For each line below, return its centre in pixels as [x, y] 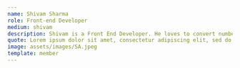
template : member [33, 54]
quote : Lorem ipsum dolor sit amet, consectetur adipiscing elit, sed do [120, 40]
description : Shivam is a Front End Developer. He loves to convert [111, 34]
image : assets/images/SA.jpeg [52, 47]
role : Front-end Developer [47, 21]
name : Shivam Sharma [38, 14]
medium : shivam [30, 27]
